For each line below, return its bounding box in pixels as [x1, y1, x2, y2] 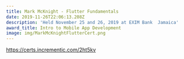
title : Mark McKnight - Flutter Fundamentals [6, 8, 119, 15]
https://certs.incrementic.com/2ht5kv [6, 46, 96, 53]
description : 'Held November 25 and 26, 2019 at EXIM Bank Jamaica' [6, 19, 179, 25]
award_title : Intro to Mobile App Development [6, 25, 121, 31]
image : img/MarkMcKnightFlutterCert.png [6, 30, 106, 36]
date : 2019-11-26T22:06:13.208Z [6, 14, 85, 20]
